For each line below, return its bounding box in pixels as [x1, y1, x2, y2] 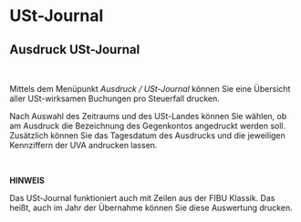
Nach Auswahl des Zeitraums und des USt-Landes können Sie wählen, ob [9, 111, 287, 121]
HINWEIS [9, 175, 46, 186]
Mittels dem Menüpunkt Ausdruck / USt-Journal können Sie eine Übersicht [9, 84, 291, 94]
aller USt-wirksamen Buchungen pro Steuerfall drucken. [9, 93, 221, 104]
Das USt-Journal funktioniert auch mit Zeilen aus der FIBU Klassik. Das [9, 193, 275, 203]
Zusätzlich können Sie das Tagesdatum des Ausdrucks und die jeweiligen [9, 130, 285, 141]
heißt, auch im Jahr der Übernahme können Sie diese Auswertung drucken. [9, 202, 294, 213]
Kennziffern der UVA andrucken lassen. [9, 140, 158, 150]
